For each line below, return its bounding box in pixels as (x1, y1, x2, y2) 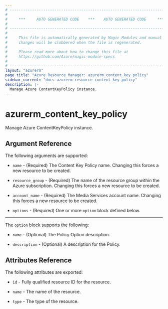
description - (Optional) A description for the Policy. (12, 241, 121, 247)
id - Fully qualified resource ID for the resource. (12, 279, 111, 285)
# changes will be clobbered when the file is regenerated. (5, 40, 142, 45)
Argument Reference (5, 139, 72, 148)
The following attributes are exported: (5, 269, 83, 275)
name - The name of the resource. (12, 289, 81, 295)
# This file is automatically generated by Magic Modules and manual (5, 36, 162, 41)
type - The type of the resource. (12, 298, 79, 304)
